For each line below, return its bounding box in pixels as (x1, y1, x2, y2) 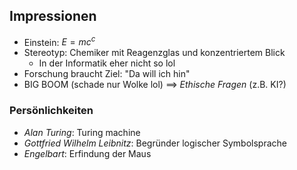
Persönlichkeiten (9, 104, 94, 118)
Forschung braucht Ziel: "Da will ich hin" (23, 68, 191, 80)
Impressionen (9, 8, 97, 25)
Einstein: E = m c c (23, 34, 96, 48)
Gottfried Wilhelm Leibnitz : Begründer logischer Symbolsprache (23, 137, 288, 149)
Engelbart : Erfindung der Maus (23, 147, 152, 159)
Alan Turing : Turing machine (23, 126, 141, 138)
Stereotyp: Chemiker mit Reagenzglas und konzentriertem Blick (23, 47, 286, 59)
